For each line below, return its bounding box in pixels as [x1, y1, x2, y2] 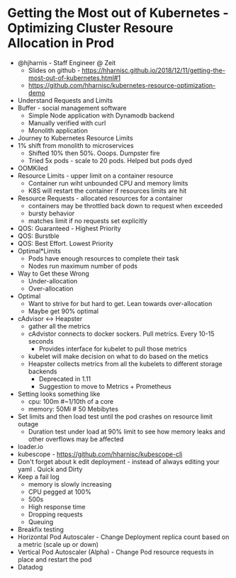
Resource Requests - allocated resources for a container [17, 193, 183, 203]
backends [28, 367, 57, 375]
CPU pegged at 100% [28, 487, 92, 496]
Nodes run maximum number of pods [28, 261, 138, 270]
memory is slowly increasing [28, 480, 112, 488]
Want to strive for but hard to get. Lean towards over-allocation [28, 299, 213, 307]
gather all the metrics [28, 322, 91, 330]
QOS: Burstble [17, 232, 60, 240]
